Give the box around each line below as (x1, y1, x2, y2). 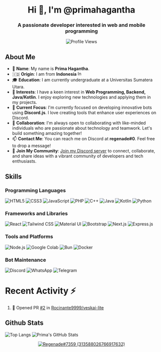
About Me (5, 53, 35, 61)
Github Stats (5, 319, 44, 327)
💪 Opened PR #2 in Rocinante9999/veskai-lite (12, 304, 104, 310)
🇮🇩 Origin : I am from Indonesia (12, 71, 77, 77)
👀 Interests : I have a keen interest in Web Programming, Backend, (12, 89, 146, 95)
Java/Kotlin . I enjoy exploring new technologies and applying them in (12, 94, 151, 100)
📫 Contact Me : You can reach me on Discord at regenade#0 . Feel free (12, 136, 155, 142)
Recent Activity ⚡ (5, 285, 76, 297)
